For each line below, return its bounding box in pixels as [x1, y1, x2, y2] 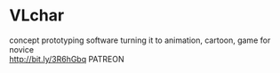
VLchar [9, 5, 65, 26]
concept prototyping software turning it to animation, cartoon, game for [9, 35, 271, 45]
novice [9, 44, 34, 54]
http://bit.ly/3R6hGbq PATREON [9, 53, 124, 64]
